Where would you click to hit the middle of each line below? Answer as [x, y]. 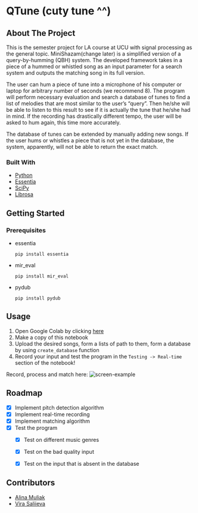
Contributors [31, 483]
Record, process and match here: [47, 374]
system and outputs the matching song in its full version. [75, 73]
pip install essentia [41, 254]
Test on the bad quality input [59, 451]
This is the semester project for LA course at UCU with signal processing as [99, 47]
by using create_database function [57, 350]
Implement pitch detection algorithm [59, 407]
